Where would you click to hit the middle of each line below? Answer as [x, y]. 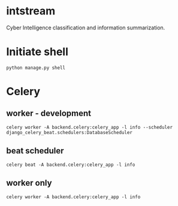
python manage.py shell [36, 68]
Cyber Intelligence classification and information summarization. [86, 28]
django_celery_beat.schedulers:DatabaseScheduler [70, 132]
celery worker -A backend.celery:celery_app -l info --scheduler [89, 127]
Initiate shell [37, 52]
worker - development [49, 113]
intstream [31, 11]
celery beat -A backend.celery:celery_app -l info [71, 165]
